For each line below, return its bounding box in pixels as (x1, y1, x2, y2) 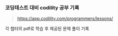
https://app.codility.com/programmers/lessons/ (17, 16, 113, 21)
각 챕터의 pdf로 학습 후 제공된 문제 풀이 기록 (5, 26, 89, 32)
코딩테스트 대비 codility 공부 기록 (5, 4, 80, 11)
